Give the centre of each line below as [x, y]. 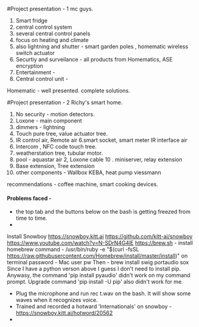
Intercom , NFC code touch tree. [56, 146]
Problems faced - [29, 198]
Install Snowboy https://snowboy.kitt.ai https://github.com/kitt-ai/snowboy [100, 236]
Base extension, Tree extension [55, 166]
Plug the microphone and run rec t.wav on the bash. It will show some [103, 294]
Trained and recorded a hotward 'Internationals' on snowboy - [94, 306]
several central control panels [53, 33]
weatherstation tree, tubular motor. [59, 153]
